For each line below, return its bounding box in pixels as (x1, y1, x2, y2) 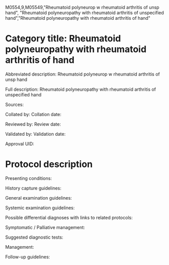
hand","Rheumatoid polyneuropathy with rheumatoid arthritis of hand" (5, 15, 150, 21)
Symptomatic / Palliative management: (5, 224, 85, 230)
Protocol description (5, 159, 93, 170)
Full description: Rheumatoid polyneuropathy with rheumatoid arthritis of (5, 86, 156, 92)
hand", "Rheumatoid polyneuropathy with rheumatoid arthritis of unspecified (5, 10, 164, 16)
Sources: (5, 101, 24, 107)
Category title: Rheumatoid (5, 33, 121, 45)
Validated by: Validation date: (5, 131, 66, 137)
